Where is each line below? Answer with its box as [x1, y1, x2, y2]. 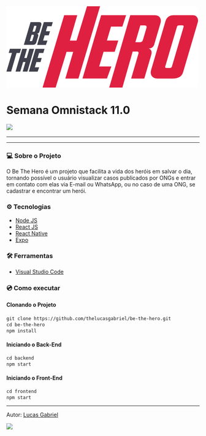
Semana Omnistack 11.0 [6, 104, 131, 117]
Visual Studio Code [15, 268, 64, 275]
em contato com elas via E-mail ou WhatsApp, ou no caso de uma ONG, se [6, 181, 196, 188]
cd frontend [6, 389, 37, 395]
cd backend [6, 355, 34, 361]
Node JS [15, 216, 38, 224]
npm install [6, 327, 37, 334]
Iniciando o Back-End [6, 340, 62, 348]
